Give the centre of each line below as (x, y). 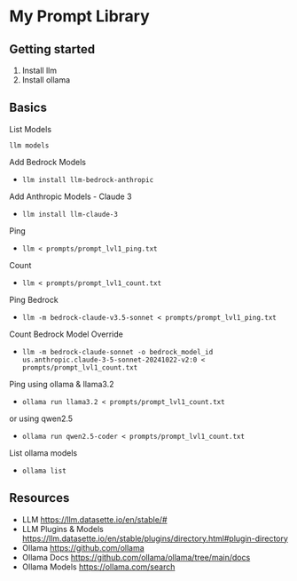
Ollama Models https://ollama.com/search (98, 567)
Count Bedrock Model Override (66, 334)
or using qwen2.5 (41, 418)
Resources (39, 498)
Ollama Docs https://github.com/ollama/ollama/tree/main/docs (136, 557)
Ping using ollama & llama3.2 (62, 384)
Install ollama (46, 80)
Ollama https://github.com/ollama (83, 547)
